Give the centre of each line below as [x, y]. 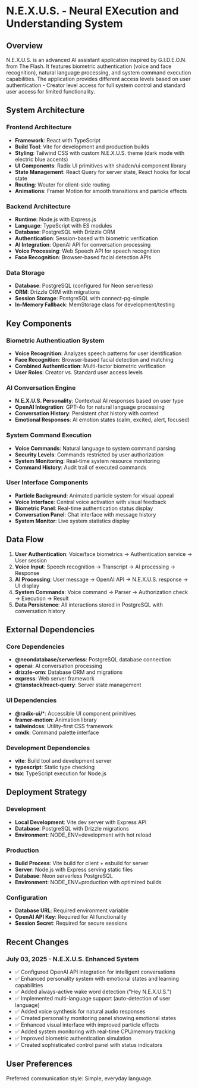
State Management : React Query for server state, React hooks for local [102, 172]
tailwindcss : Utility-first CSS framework [64, 726]
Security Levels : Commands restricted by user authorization [89, 455]
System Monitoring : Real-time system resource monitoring [87, 461]
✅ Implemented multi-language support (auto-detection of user [92, 998]
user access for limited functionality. [51, 91]
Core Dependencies [36, 646]
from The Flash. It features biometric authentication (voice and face [89, 66]
